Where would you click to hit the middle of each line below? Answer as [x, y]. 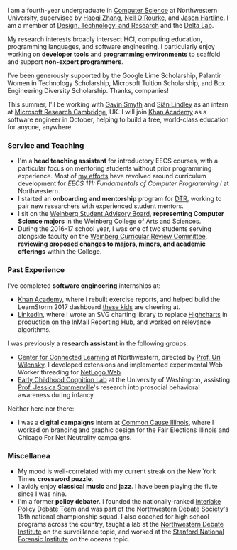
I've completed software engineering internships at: [84, 285]
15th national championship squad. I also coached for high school [113, 516]
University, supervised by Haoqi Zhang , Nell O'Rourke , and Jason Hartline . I [118, 18]
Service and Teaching [46, 145]
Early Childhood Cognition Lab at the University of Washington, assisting [124, 379]
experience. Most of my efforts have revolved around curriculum [112, 176]
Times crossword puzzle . [55, 478]
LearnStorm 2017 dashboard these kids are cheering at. [99, 307]
